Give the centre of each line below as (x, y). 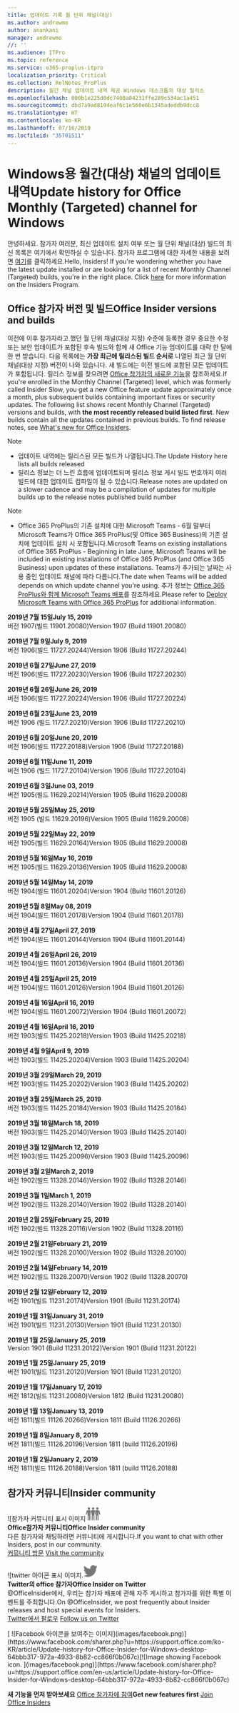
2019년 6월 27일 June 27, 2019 (52, 665)
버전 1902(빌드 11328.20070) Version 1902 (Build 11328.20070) (98, 1277)
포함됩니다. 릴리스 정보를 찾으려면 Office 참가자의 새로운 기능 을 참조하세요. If (121, 374)
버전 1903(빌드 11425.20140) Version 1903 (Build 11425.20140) (97, 1132)
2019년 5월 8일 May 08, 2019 (50, 906)
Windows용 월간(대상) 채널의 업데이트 (114, 174)
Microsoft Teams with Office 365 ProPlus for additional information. (117, 603)
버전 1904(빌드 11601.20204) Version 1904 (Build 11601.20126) (97, 891)
